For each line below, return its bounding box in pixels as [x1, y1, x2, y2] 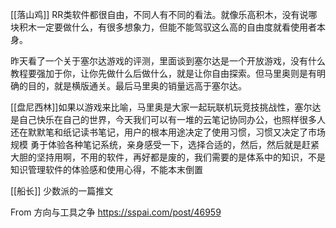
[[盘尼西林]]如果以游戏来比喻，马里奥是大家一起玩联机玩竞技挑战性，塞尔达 [10, 101, 322, 113]
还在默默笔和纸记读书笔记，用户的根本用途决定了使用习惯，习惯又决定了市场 [10, 126, 326, 138]
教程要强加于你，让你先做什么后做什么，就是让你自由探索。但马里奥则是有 [10, 68, 317, 79]
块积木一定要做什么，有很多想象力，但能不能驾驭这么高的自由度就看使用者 [10, 21, 317, 33]
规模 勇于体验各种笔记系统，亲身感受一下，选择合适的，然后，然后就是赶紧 [10, 139, 320, 150]
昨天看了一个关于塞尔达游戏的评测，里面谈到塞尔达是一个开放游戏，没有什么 [10, 55, 326, 67]
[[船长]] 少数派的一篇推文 [10, 185, 114, 197]
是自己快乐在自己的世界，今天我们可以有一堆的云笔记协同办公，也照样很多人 [10, 114, 326, 125]
